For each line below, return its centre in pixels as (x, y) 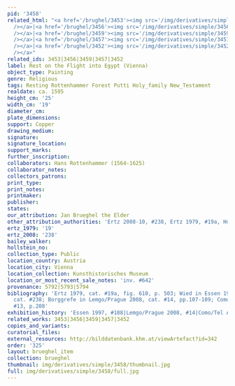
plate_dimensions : (34, 117)
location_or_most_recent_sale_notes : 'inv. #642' (81, 280)
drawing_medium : (31, 131)
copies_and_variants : (39, 326)
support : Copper (31, 124)
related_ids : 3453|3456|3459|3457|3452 (65, 59)
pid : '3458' (24, 14)
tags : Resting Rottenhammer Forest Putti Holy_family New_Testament (109, 85)
